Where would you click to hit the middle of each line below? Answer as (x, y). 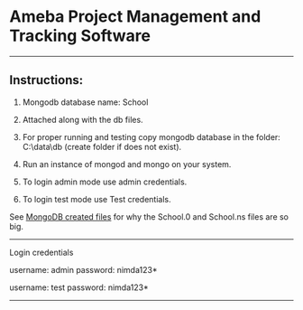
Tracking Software (80, 36)
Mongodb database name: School (85, 102)
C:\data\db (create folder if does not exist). (102, 146)
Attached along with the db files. (83, 119)
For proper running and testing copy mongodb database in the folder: (151, 136)
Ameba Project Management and (135, 17)
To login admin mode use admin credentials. (105, 182)
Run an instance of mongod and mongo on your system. (127, 164)
